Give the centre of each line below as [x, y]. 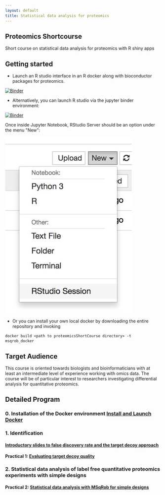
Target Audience [31, 356]
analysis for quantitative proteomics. [42, 384]
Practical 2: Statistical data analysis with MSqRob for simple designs [77, 487]
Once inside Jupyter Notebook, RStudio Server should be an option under [80, 125]
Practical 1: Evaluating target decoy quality [50, 456]
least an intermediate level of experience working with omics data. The [77, 373]
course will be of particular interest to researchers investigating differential [81, 378]
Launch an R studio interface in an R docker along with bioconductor [82, 76]
